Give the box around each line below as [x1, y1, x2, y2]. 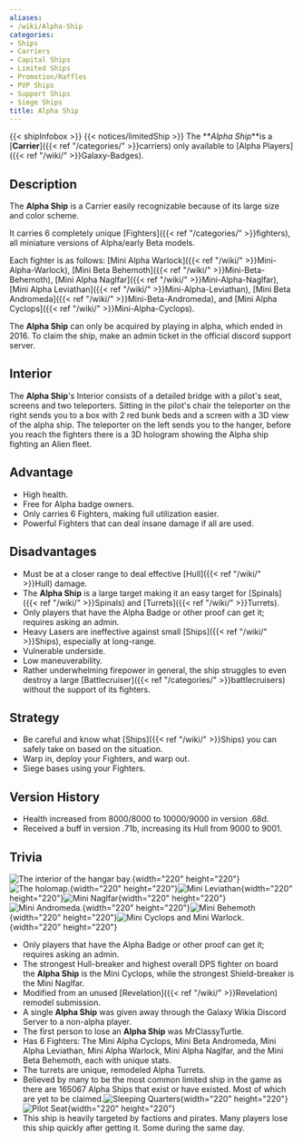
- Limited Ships [9, 64, 71, 73]
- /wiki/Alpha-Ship [9, 22, 83, 31]
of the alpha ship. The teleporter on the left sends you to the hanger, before [9, 419, 292, 430]
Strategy [9, 709, 60, 726]
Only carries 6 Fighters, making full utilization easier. [22, 508, 220, 519]
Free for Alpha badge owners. [22, 498, 134, 509]
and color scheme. [9, 210, 80, 221]
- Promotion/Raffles [9, 73, 88, 82]
